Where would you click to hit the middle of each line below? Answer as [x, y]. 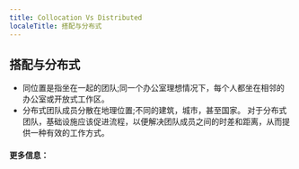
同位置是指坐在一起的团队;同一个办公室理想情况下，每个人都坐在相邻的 [154, 88]
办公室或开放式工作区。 [66, 99]
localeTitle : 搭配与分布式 [56, 26]
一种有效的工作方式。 [70, 133]
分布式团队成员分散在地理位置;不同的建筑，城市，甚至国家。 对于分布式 [154, 111]
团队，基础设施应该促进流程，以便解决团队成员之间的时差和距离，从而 [152, 121]
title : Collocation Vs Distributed [76, 18]
